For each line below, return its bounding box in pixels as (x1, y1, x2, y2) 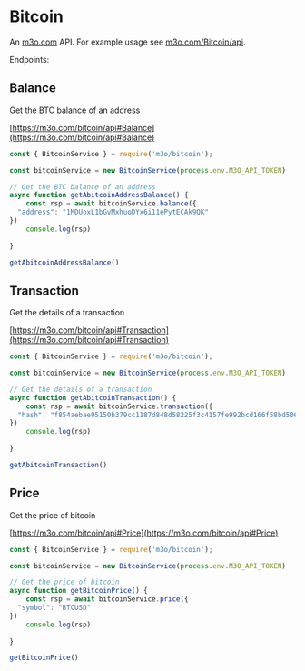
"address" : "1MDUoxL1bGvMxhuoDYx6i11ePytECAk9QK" (17, 207, 209, 217)
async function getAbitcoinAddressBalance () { (9, 191, 189, 200)
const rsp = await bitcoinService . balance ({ (25, 199, 197, 208)
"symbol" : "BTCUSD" (17, 603, 92, 612)
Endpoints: (9, 54, 50, 65)
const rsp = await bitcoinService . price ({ (25, 595, 189, 604)
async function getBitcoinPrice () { (9, 586, 148, 596)
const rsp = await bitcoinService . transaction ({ (25, 402, 213, 411)
